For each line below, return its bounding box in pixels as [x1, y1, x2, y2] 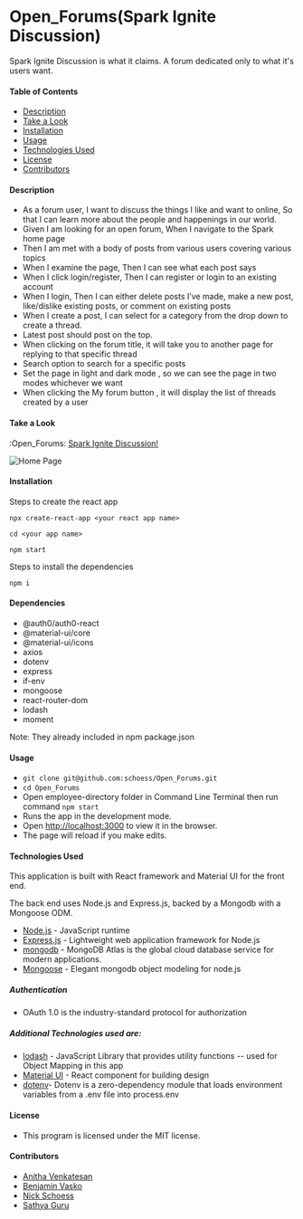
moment [22, 713, 54, 725]
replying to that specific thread [22, 348, 137, 359]
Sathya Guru [22, 1199, 70, 1210]
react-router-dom [22, 694, 89, 705]
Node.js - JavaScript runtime [22, 925, 131, 936]
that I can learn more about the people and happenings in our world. [22, 214, 278, 225]
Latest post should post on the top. [22, 329, 154, 340]
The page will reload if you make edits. [22, 830, 167, 841]
